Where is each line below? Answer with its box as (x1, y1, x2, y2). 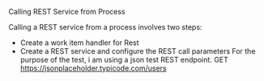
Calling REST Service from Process (8, 7, 126, 16)
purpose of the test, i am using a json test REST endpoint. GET (19, 55, 228, 64)
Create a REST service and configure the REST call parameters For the (19, 47, 256, 55)
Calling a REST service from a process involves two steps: (8, 22, 202, 31)
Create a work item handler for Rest (19, 38, 139, 47)
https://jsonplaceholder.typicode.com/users (19, 63, 168, 73)
